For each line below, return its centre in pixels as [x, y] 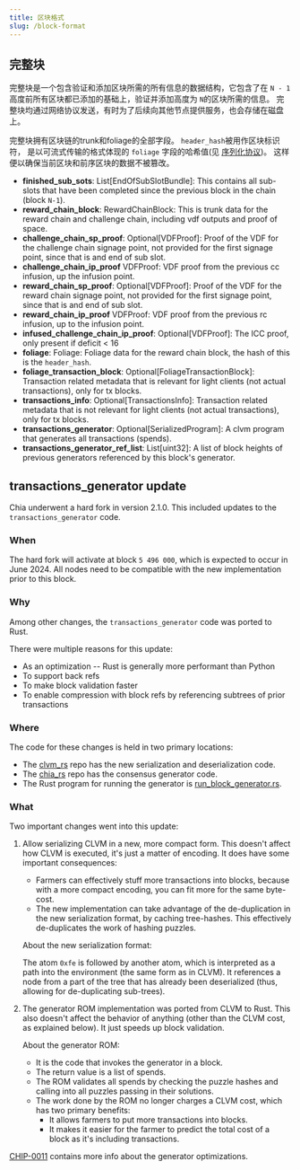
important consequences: [70, 863]
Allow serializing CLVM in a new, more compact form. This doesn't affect [156, 844]
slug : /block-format [48, 26]
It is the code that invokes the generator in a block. [129, 1063]
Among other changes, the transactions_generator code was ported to [141, 621]
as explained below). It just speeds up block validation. [123, 1028]
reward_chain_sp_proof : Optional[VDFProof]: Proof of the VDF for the [152, 286]
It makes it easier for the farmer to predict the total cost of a [159, 1130]
